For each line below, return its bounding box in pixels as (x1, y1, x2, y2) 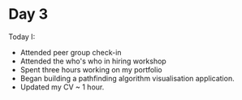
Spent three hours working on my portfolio (19, 64, 162, 74)
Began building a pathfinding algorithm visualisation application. (19, 73, 235, 83)
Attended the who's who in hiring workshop (19, 56, 166, 66)
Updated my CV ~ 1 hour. (19, 82, 105, 92)
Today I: (8, 32, 36, 41)
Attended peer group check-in (19, 47, 122, 57)
